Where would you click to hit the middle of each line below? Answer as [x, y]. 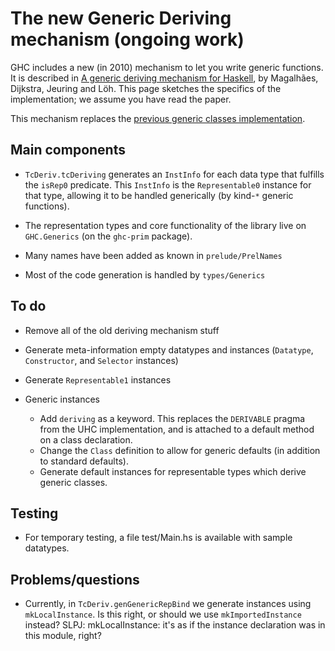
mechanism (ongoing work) [127, 39]
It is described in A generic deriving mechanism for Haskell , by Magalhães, [164, 78]
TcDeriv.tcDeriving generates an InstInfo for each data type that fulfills [174, 174]
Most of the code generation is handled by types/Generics [145, 274]
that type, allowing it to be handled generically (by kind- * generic [159, 195]
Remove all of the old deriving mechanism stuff [122, 330]
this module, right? [63, 636]
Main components [68, 150]
